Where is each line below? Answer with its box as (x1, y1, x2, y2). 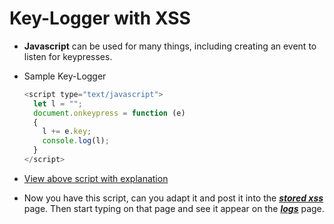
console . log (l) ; (42, 136, 110, 146)
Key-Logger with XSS (9, 7, 191, 30)
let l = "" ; (33, 98, 83, 109)
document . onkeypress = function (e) (33, 108, 186, 118)
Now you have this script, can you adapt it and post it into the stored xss (23, 192, 324, 204)
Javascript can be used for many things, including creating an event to (23, 40, 317, 52)
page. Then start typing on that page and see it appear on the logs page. (23, 202, 325, 214)
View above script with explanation (23, 172, 169, 184)
